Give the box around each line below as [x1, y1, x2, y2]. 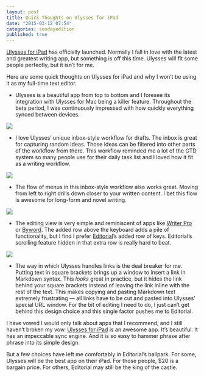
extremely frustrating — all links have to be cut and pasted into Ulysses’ [15, 295, 195, 302]
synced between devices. [15, 111, 80, 118]
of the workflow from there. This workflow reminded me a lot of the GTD [15, 147, 197, 154]
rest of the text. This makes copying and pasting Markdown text [15, 288, 175, 296]
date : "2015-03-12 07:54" [6, 20, 72, 26]
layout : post [6, 9, 40, 15]
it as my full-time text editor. [6, 80, 77, 87]
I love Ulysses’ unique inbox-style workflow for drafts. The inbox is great [15, 134, 197, 142]
